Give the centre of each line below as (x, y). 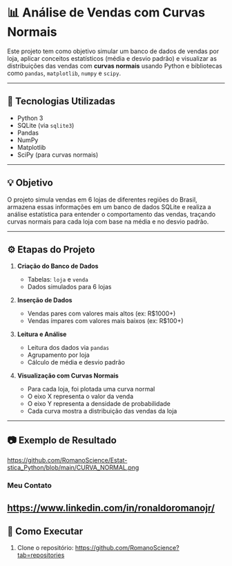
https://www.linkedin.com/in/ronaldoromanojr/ (111, 508)
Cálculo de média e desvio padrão (76, 362)
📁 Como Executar (45, 531)
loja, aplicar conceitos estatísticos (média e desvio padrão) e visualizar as (112, 58)
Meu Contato (29, 485)
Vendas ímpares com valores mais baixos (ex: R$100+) (106, 321)
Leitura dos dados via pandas (68, 348)
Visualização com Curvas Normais (68, 375)
